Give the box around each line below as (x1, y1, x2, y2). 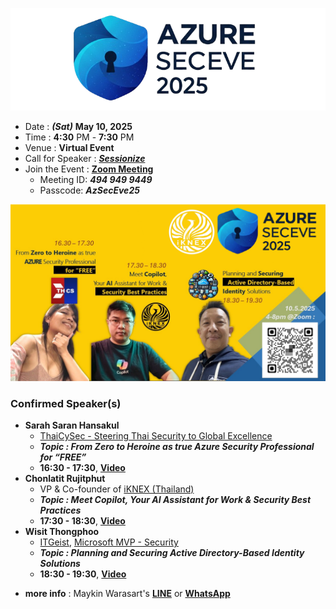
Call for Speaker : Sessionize (24, 152, 146, 164)
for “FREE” (39, 451, 87, 463)
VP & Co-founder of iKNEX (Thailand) (39, 483, 195, 495)
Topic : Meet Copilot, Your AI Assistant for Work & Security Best (39, 494, 312, 506)
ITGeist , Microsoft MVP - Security (39, 536, 179, 548)
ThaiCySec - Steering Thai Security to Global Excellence (39, 430, 273, 442)
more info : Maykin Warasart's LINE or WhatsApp (24, 588, 231, 600)
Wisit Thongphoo (24, 526, 100, 538)
